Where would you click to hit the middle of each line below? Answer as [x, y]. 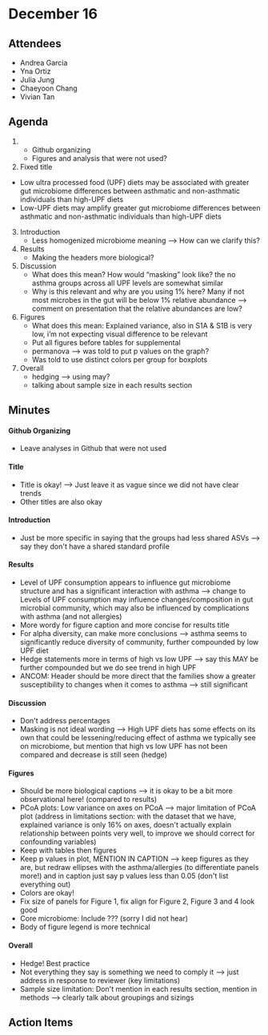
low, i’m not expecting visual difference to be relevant [120, 334]
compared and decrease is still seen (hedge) [94, 755]
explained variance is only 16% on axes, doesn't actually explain [126, 825]
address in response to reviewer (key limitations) [100, 980]
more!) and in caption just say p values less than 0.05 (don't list [124, 876]
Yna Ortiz [35, 71]
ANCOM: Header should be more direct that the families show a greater [138, 676]
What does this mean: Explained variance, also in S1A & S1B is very [142, 325]
